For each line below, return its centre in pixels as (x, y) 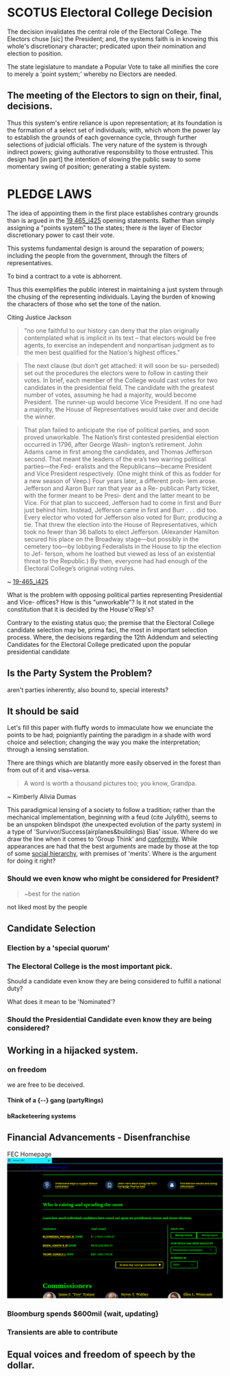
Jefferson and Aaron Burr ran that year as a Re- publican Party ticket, (122, 488)
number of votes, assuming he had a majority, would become (110, 395)
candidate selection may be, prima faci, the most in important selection (107, 630)
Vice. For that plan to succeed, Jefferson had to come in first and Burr (123, 502)
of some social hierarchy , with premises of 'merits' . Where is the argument (112, 854)
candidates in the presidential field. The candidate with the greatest (119, 387)
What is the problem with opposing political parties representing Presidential (115, 595)
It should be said (43, 711)
